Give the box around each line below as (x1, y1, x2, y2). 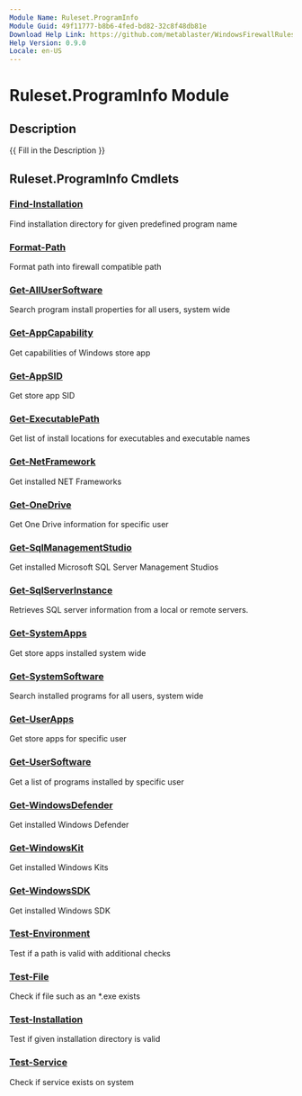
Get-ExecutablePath (9, 412, 101, 425)
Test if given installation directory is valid (9, 1034, 161, 1045)
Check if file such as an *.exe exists (9, 991, 141, 1002)
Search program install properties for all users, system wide (9, 304, 231, 315)
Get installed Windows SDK (9, 905, 111, 916)
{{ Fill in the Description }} (9, 145, 106, 156)
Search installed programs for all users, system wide (9, 690, 204, 702)
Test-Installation (9, 1013, 84, 1026)
